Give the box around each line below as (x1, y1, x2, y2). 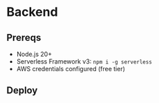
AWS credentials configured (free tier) (16, 65, 126, 73)
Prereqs (6, 32, 41, 44)
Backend (6, 4, 58, 20)
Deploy (6, 84, 38, 97)
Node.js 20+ (16, 50, 53, 58)
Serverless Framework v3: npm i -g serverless (16, 57, 153, 66)
